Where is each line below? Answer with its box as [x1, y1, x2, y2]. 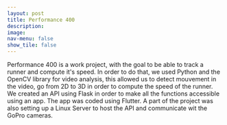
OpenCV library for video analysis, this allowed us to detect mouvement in [7, 75, 217, 83]
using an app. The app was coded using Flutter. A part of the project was [7, 97, 214, 105]
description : [7, 23, 45, 29]
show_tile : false [7, 42, 57, 48]
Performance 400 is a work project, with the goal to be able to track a [7, 61, 204, 68]
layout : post [7, 10, 45, 17]
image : [7, 29, 26, 36]
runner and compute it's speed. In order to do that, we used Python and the [7, 68, 221, 76]
